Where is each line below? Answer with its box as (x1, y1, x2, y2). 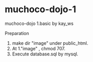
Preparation (5, 30, 29, 36)
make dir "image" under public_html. (12, 40, 88, 46)
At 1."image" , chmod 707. (12, 45, 66, 51)
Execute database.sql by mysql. (12, 51, 79, 57)
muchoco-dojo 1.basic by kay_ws (5, 20, 74, 26)
